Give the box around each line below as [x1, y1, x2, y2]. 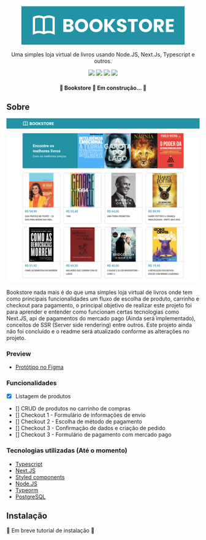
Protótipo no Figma [15, 363, 64, 371]
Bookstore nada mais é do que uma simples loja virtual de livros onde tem [6, 288, 193, 296]
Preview [6, 349, 31, 358]
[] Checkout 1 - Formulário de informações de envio [15, 411, 146, 419]
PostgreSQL [15, 493, 46, 500]
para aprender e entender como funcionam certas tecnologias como [6, 308, 180, 315]
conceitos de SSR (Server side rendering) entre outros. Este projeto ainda [6, 321, 192, 328]
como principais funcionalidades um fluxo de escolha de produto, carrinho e [6, 295, 199, 303]
